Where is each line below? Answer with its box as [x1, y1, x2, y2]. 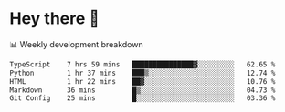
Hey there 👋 [9, 8, 100, 29]
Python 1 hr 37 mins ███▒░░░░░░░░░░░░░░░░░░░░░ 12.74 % [9, 68, 276, 77]
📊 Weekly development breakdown [9, 38, 143, 49]
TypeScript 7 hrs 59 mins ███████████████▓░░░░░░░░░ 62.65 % [9, 59, 276, 69]
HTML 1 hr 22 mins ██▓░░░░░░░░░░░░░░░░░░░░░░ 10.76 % [9, 76, 276, 86]
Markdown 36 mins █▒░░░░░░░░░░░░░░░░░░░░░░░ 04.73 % [9, 86, 276, 95]
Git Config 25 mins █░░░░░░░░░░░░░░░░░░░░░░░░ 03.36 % [9, 94, 276, 103]
